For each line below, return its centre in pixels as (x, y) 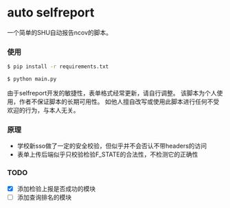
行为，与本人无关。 (52, 110)
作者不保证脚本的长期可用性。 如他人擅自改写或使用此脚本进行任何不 (116, 102)
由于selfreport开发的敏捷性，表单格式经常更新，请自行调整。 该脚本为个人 (112, 93)
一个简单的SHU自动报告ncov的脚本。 (60, 32)
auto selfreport (51, 13)
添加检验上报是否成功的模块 (56, 188)
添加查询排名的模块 (44, 197)
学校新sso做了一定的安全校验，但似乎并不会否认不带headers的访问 (112, 146)
